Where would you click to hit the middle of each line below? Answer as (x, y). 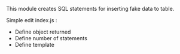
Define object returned (43, 32)
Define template (35, 45)
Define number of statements (51, 38)
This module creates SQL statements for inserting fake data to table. (90, 9)
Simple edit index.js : (32, 20)
